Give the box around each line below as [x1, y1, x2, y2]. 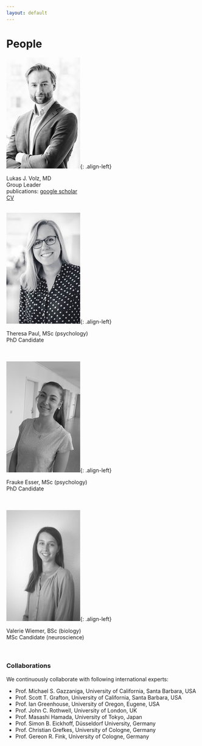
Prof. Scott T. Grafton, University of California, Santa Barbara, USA [15, 694, 182, 701]
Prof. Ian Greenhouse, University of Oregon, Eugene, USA [15, 700, 160, 708]
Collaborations [6, 662, 51, 670]
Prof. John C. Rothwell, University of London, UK [15, 706, 138, 714]
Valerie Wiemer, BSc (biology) [6, 627, 82, 634]
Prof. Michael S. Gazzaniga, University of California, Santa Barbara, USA [15, 687, 197, 695]
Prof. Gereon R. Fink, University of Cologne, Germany [15, 733, 150, 740]
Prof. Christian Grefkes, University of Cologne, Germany [15, 726, 156, 733]
